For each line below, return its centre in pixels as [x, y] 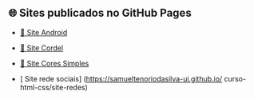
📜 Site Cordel [42, 48]
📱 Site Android [44, 32]
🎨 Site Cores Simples [54, 63]
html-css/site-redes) [54, 87]
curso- [235, 78]
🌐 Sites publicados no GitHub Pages [100, 13]
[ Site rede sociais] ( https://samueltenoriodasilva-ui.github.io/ [121, 78]
